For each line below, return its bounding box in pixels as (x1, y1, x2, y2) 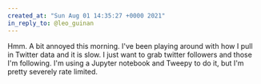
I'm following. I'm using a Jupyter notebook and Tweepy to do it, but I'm (7, 58, 245, 68)
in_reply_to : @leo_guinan (7, 19, 94, 27)
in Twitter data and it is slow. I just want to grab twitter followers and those (7, 50, 253, 59)
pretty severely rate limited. (7, 66, 98, 76)
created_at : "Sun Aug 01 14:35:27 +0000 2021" (7, 11, 166, 20)
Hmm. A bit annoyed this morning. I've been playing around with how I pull (7, 41, 253, 50)
